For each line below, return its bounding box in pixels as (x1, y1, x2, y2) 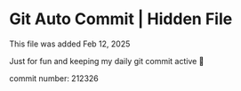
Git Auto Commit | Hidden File (9, 9, 233, 29)
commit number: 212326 (9, 72, 100, 84)
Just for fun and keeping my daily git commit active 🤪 (9, 55, 205, 66)
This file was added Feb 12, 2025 (9, 38, 131, 49)
